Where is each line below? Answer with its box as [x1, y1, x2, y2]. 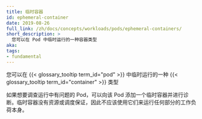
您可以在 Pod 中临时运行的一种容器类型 [11, 37, 98, 43]
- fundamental [6, 53, 42, 59]
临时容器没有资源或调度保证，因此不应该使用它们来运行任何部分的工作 [16, 99, 191, 106]
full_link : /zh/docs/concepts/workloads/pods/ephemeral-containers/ [6, 25, 182, 32]
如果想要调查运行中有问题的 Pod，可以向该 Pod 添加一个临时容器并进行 [6, 91, 184, 98]
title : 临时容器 [6, 8, 43, 15]
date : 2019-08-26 [6, 20, 50, 26]
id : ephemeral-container [6, 14, 69, 20]
